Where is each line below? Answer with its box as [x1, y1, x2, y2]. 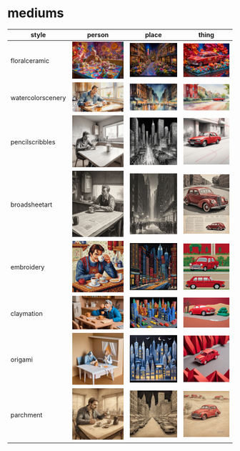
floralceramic [10, 56, 50, 65]
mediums [7, 5, 64, 21]
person [86, 31, 109, 39]
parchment [10, 410, 43, 419]
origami [10, 355, 34, 364]
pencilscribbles [10, 138, 56, 146]
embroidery [10, 263, 45, 272]
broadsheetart [10, 200, 53, 209]
